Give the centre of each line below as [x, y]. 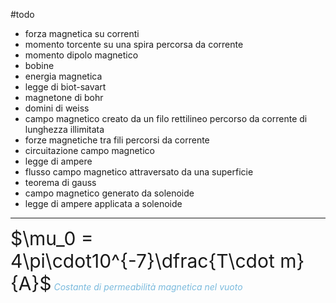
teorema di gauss [60, 182]
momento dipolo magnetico [81, 55]
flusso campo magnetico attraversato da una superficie [139, 172]
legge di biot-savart [65, 87]
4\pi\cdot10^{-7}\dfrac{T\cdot [142, 261]
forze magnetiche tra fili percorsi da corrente [117, 140]
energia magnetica [63, 76]
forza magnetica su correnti [82, 33]
